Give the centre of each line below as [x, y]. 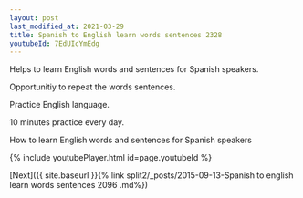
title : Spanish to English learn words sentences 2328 [116, 35]
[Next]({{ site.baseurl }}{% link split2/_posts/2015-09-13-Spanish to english [151, 175]
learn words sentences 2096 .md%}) [79, 185]
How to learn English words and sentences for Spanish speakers [131, 140]
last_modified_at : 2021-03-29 [67, 26]
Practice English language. [59, 105]
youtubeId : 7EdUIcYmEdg [55, 43]
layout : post [34, 18]
